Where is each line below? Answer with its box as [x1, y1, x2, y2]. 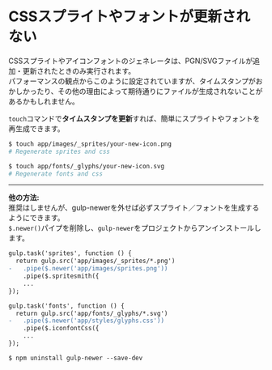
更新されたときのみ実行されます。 [22, 66, 136, 75]
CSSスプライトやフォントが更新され [8, 7, 251, 26]
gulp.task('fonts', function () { [8, 301, 125, 310]
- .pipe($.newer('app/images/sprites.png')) [8, 265, 168, 273]
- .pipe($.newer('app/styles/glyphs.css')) [8, 317, 164, 325]
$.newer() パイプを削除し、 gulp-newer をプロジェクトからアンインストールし [8, 223, 261, 233]
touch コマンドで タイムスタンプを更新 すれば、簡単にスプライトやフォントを [8, 113, 261, 123]
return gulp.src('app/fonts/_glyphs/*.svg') [15, 309, 168, 317]
